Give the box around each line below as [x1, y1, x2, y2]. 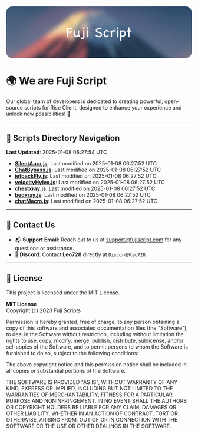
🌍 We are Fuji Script [6, 74, 107, 88]
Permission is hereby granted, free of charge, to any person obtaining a [6, 318, 180, 325]
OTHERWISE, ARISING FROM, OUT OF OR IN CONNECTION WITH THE [6, 416, 178, 423]
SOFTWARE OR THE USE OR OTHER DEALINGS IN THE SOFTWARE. [6, 422, 171, 429]
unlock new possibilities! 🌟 [6, 110, 71, 118]
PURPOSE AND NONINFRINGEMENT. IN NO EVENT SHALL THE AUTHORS [6, 397, 187, 404]
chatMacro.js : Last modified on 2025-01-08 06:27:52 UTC [14, 198, 158, 205]
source [6, 104, 24, 111]
